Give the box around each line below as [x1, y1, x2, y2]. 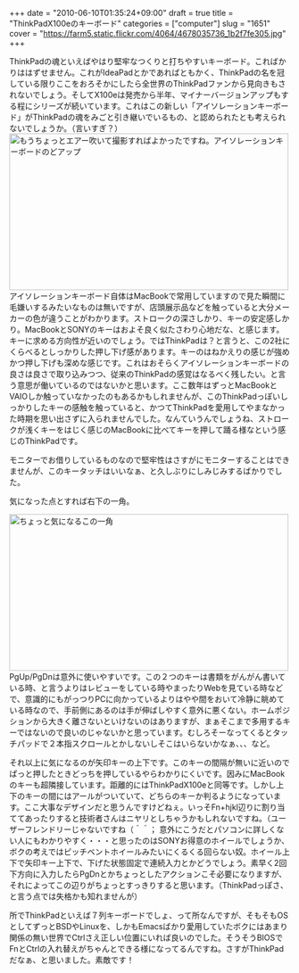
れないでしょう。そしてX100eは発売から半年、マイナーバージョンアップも [9, 89, 281, 100]
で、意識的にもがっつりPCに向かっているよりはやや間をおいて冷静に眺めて [9, 694, 286, 704]
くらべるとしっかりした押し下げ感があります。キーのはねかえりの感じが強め [9, 347, 290, 357]
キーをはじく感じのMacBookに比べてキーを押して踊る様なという [39, 425, 278, 435]
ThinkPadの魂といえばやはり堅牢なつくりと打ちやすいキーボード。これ [9, 56, 270, 66]
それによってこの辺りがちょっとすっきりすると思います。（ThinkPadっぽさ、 [9, 880, 288, 890]
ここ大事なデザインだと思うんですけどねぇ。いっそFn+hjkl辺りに [23, 802, 262, 812]
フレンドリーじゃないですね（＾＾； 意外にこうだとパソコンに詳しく [24, 824, 277, 835]
